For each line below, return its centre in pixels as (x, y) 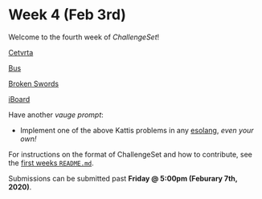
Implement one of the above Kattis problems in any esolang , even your (137, 130)
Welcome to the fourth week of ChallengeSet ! (84, 37)
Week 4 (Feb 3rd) (68, 15)
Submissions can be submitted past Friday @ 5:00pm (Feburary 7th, (123, 178)
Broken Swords (33, 83)
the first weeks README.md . (51, 163)
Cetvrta (21, 52)
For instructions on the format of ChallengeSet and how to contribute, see (131, 154)
